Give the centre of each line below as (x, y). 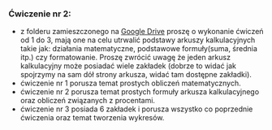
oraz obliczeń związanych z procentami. (88, 101)
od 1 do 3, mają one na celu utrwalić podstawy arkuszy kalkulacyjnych (138, 40)
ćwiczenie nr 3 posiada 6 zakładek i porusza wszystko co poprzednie (136, 109)
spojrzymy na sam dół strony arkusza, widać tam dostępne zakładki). (136, 75)
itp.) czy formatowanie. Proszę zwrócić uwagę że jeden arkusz (125, 58)
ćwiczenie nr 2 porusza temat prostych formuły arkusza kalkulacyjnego (140, 92)
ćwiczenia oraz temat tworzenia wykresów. (92, 118)
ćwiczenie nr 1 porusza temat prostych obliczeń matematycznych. (130, 83)
